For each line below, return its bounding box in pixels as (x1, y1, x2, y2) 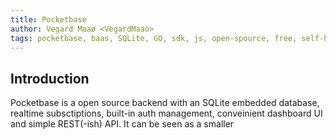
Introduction (10, 70, 90, 87)
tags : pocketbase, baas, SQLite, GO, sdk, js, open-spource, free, (10, 33, 298, 43)
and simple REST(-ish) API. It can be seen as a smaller (10, 118, 235, 130)
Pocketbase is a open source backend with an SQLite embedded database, (10, 97, 320, 109)
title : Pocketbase (10, 14, 87, 25)
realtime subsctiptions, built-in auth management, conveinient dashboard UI (10, 107, 323, 120)
